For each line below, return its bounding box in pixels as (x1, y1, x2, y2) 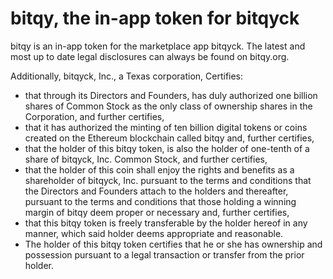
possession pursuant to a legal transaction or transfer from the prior (24, 248, 305, 261)
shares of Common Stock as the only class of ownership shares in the (24, 100, 313, 112)
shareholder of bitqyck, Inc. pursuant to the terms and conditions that (24, 174, 312, 186)
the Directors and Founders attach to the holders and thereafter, (24, 185, 289, 197)
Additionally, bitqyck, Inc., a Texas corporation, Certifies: (10, 70, 244, 82)
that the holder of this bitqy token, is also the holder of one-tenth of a (24, 142, 310, 154)
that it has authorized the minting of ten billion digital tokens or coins (24, 121, 308, 133)
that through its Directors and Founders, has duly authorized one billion (24, 89, 318, 101)
